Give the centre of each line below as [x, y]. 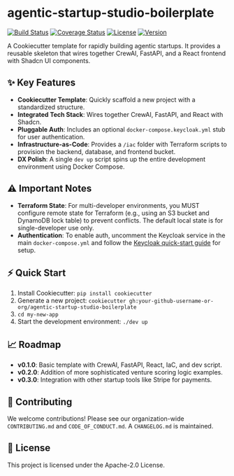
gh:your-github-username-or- [171, 301]
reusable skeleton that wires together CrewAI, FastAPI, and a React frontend [117, 53]
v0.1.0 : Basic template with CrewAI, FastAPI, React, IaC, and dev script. [119, 365]
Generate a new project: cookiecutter [72, 301]
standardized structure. [51, 107]
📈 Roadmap [34, 344]
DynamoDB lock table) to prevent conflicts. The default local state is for [120, 220]
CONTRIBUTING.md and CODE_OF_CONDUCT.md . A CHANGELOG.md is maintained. [110, 426]
